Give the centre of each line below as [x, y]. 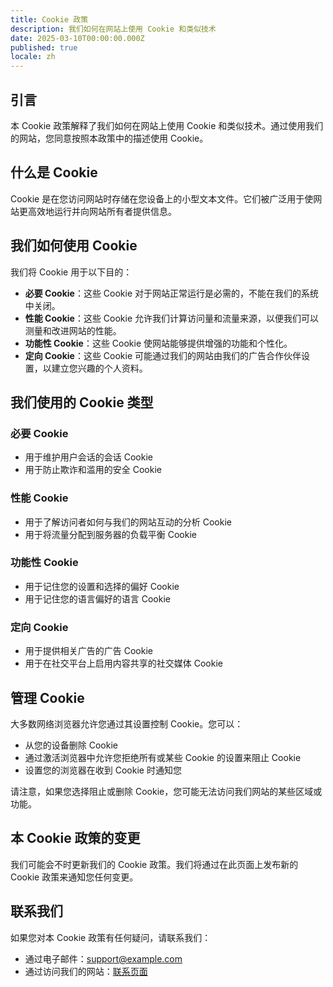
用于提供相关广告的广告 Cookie [88, 651]
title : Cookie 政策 [49, 19]
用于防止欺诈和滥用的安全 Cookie [93, 470]
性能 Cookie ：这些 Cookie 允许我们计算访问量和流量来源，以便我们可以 [172, 318]
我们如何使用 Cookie [74, 246]
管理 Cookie [47, 697]
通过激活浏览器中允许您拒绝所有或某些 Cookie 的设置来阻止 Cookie [163, 757]
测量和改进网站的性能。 [73, 330]
